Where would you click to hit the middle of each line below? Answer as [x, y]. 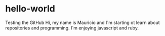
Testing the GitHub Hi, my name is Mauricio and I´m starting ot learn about [83, 22]
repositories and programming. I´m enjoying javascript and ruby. [72, 27]
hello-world [30, 9]
